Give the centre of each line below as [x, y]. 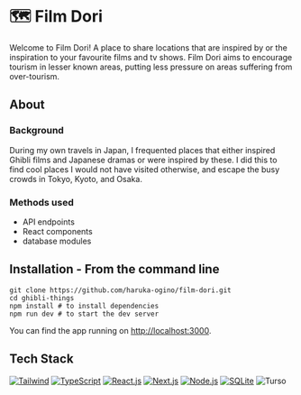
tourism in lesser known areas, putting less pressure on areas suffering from [151, 67]
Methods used [41, 202]
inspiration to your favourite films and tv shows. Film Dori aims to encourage [151, 57]
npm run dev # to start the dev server [84, 314]
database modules [57, 241]
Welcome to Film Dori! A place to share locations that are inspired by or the [149, 47]
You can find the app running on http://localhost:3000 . [110, 330]
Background [37, 131]
